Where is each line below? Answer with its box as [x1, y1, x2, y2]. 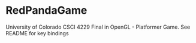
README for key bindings [5, 29, 70, 36]
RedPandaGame [5, 4, 88, 17]
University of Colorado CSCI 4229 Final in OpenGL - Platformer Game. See [5, 23, 191, 30]
